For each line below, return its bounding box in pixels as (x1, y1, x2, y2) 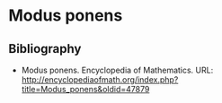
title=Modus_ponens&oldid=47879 (21, 84, 150, 94)
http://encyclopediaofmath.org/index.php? (21, 74, 179, 85)
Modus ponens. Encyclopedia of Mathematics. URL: (21, 64, 214, 75)
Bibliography (8, 41, 82, 56)
